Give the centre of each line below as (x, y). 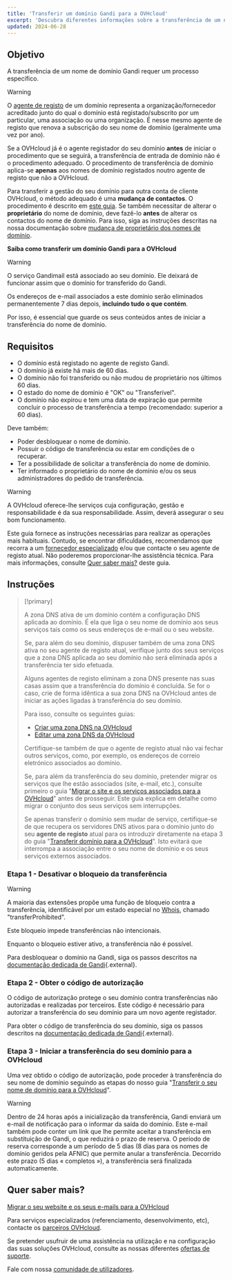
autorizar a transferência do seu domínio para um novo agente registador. (112, 1012)
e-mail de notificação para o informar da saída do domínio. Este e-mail (108, 1124)
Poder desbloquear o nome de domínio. (74, 441)
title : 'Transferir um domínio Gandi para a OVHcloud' (88, 14)
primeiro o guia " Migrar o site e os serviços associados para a (112, 791)
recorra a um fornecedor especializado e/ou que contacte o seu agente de (113, 548)
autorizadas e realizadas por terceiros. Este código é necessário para (106, 1005)
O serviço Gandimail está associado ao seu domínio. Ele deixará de (103, 276)
